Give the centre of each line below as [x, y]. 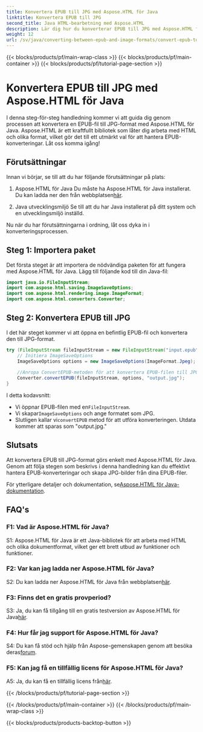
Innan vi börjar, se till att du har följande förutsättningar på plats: [86, 177]
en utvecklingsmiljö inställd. [50, 213]
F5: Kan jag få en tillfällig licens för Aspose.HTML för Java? [95, 668]
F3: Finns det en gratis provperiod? [59, 597]
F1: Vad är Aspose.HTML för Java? [58, 527]
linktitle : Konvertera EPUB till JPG [54, 18]
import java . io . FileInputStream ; [48, 282]
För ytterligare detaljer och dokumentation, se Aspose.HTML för [85, 484]
